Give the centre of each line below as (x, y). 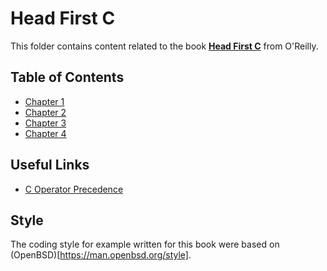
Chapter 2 (45, 112)
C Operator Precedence (74, 189)
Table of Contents (67, 77)
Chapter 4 (45, 133)
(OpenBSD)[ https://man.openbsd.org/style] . (101, 255)
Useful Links (50, 165)
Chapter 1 (44, 101)
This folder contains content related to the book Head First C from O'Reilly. (164, 46)
